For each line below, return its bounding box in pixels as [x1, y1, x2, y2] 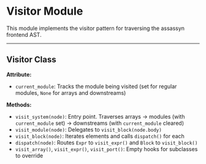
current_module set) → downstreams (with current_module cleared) [15, 119, 184, 127]
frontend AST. [6, 31, 42, 38]
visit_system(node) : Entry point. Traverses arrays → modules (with [15, 113, 185, 120]
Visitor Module [6, 4, 83, 18]
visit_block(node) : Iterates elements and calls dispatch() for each [15, 132, 185, 140]
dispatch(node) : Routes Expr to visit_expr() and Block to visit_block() [15, 139, 198, 146]
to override [15, 152, 44, 159]
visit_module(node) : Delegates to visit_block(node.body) [15, 125, 162, 133]
